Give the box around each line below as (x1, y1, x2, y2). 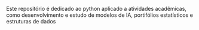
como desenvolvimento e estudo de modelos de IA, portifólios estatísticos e (6, 11, 193, 19)
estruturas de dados (6, 18, 56, 25)
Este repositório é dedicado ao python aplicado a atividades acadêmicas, (6, 5, 187, 12)
